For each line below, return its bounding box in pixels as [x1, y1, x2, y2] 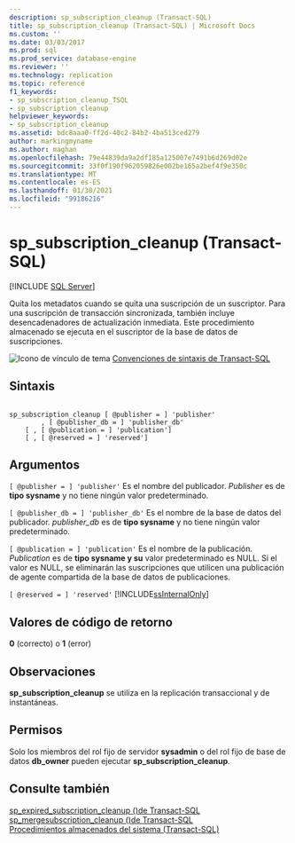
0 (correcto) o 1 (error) [9, 638, 91, 649]
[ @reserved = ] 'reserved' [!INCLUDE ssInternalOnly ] [9, 589, 210, 600]
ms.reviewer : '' [9, 63, 69, 72]
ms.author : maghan [9, 145, 77, 154]
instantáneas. [9, 697, 59, 708]
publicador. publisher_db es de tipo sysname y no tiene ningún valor [9, 516, 260, 528]
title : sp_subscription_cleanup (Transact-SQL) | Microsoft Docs [9, 21, 255, 30]
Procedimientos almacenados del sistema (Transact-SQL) [9, 823, 220, 834]
